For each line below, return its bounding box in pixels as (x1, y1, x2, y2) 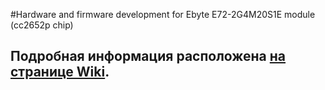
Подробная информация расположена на (10, 48, 287, 65)
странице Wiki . (10, 64, 110, 81)
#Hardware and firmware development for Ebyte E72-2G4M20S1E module (10, 9, 316, 20)
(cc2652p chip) (10, 19, 74, 31)
